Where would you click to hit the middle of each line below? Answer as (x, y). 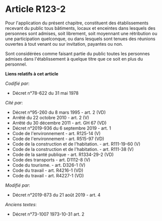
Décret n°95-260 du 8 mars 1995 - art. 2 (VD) (59, 112)
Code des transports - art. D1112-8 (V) (51, 159)
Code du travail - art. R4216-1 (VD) (48, 170)
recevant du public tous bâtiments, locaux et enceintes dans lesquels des (80, 28)
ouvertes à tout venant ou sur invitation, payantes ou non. (64, 44)
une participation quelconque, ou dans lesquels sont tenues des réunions (80, 39)
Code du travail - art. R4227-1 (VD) (48, 175)
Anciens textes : (21, 204)
